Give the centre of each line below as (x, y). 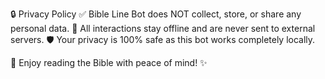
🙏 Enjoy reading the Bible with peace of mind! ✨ (109, 62)
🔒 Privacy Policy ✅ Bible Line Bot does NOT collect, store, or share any (156, 14)
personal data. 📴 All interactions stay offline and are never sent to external (163, 28)
